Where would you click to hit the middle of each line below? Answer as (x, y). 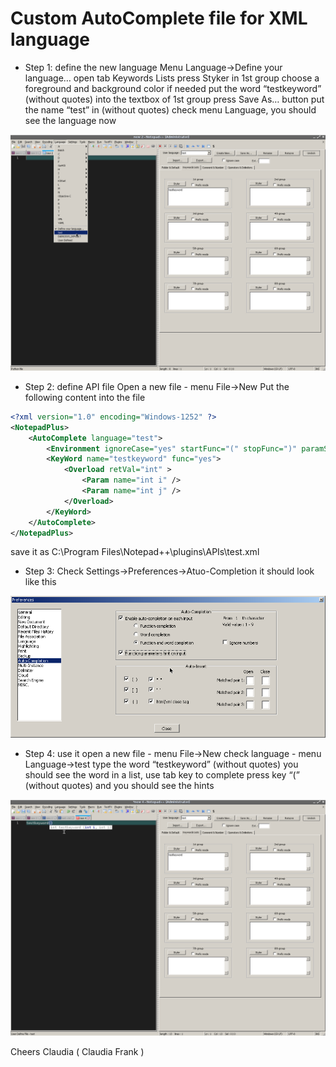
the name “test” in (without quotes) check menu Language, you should (170, 109)
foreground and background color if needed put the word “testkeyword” (173, 88)
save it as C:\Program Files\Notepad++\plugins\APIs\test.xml (135, 552)
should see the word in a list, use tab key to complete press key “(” (162, 774)
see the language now (70, 120)
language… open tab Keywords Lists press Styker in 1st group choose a (172, 78)
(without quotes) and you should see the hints (119, 785)
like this (40, 582)
